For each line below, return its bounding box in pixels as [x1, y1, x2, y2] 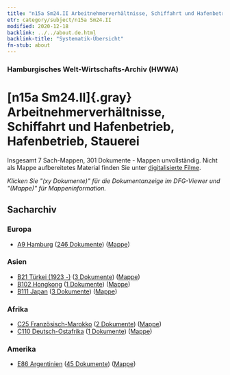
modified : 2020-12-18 [7, 23, 69, 29]
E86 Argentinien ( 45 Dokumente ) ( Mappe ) [16, 360, 136, 368]
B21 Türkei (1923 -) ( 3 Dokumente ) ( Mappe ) [16, 272, 140, 281]
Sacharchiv [7, 204, 57, 216]
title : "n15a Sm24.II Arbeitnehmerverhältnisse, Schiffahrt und [7, 10, 194, 17]
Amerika [7, 344, 36, 354]
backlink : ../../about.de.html [7, 29, 97, 36]
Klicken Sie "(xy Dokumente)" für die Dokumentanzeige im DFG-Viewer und [7, 176, 220, 185]
